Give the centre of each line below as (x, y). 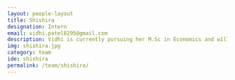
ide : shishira (28, 59)
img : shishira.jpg (34, 46)
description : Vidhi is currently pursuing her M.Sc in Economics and (111, 40)
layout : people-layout (40, 14)
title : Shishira (31, 20)
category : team (29, 53)
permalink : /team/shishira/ (48, 65)
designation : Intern (37, 26)
